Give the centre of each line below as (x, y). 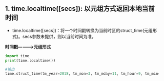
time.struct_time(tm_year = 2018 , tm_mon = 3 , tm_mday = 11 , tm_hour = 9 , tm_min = (83, 74)
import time (17, 56)
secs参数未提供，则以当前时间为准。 (59, 36)
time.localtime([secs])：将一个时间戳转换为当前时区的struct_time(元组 (82, 30)
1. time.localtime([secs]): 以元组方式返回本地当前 (80, 9)
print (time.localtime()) (30, 60)
